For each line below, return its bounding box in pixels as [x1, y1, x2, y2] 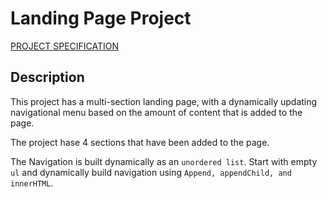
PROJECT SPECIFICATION [10, 40, 120, 52]
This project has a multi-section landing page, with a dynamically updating [10, 95, 318, 107]
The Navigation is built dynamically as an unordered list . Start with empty [10, 155, 318, 167]
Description [10, 69, 85, 86]
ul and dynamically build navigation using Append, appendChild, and [10, 166, 292, 178]
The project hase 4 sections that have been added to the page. [10, 136, 270, 148]
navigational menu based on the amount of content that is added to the [10, 106, 303, 118]
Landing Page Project [10, 7, 192, 30]
